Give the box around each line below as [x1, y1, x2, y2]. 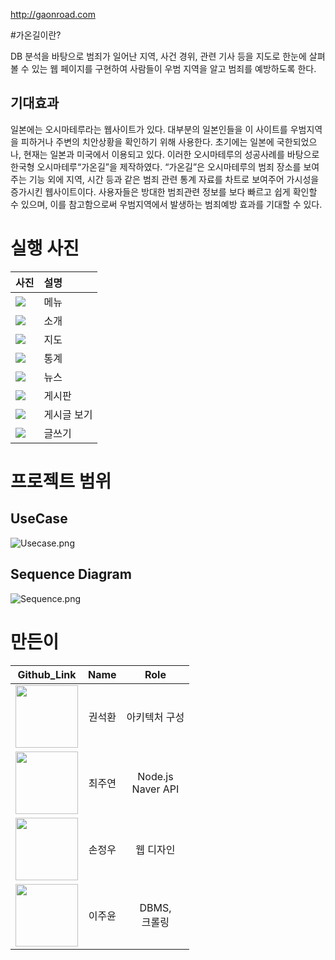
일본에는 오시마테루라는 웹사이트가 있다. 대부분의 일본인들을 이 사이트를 [10, 123, 288, 135]
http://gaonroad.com [10, 9, 96, 20]
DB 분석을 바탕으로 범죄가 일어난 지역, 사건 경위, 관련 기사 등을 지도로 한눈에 [10, 50, 307, 62]
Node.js [137, 769, 174, 783]
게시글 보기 [43, 407, 93, 421]
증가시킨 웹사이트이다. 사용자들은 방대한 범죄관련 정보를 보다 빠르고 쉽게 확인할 [10, 185, 318, 198]
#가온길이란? [10, 29, 62, 41]
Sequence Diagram [10, 566, 132, 583]
